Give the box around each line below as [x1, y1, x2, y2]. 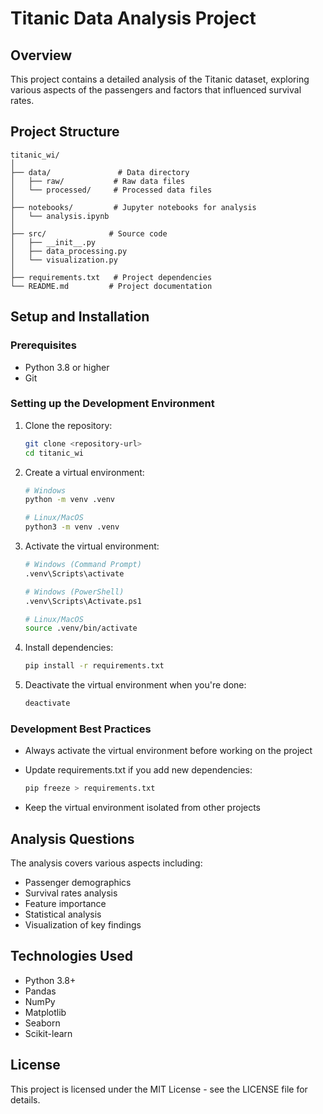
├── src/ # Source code [10, 228, 168, 239]
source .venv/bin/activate [24, 623, 138, 634]
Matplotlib [24, 1006, 67, 1018]
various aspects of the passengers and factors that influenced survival [10, 84, 302, 96]
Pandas [24, 985, 57, 997]
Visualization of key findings [24, 919, 142, 931]
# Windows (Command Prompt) [24, 560, 142, 570]
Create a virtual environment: [24, 466, 145, 478]
